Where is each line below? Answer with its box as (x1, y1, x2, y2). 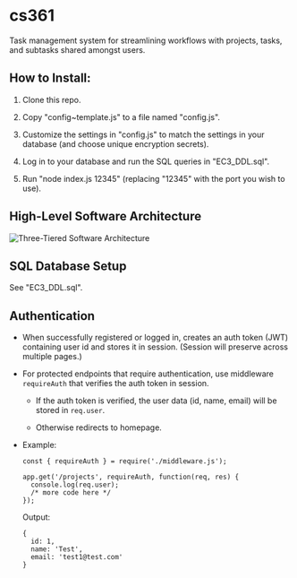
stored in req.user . (35, 405, 106, 416)
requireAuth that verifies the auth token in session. (21, 378, 209, 389)
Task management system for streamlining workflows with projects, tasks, (9, 35, 283, 46)
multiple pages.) (21, 351, 82, 362)
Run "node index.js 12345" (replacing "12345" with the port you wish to (21, 173, 285, 184)
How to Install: (9, 71, 91, 86)
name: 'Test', (30, 545, 83, 554)
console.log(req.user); (30, 480, 119, 489)
